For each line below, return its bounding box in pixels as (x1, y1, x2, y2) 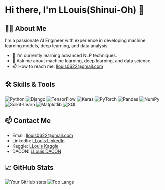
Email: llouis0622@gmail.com (12, 132, 73, 138)
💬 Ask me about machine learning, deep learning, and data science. (12, 58, 152, 64)
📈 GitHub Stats (5, 163, 54, 172)
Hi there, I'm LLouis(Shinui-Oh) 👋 (5, 4, 145, 16)
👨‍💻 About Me (5, 24, 47, 33)
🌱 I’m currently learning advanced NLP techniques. (12, 52, 117, 58)
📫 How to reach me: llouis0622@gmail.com (12, 63, 103, 69)
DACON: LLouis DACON (12, 148, 61, 154)
